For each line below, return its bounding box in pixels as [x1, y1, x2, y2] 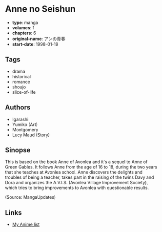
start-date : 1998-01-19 [12, 41, 59, 47]
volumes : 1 [12, 24, 35, 30]
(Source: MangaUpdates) [5, 194, 56, 200]
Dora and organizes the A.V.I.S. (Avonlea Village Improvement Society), [5, 180, 148, 186]
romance [12, 79, 30, 84]
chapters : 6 [12, 30, 37, 36]
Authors [5, 104, 31, 112]
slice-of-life [12, 89, 36, 95]
